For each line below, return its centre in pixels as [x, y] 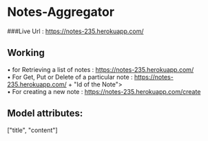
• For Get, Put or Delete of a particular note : [70, 77]
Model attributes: [45, 114]
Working [26, 53]
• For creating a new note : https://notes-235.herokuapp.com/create [104, 91]
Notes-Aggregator [61, 12]
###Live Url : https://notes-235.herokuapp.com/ [75, 31]
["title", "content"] [32, 130]
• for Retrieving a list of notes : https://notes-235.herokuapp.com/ [101, 69]
